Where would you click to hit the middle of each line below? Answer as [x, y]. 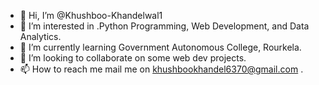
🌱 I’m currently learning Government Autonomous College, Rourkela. [160, 47]
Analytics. [40, 36]
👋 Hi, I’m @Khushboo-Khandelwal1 [91, 15]
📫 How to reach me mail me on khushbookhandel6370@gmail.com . [161, 69]
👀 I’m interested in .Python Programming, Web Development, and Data [164, 26]
